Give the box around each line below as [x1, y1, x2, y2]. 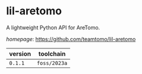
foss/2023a [36, 60, 68, 66]
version [9, 50, 31, 58]
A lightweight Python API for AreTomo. [6, 24, 100, 31]
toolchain [38, 50, 66, 58]
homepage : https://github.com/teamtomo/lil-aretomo [6, 35, 136, 42]
